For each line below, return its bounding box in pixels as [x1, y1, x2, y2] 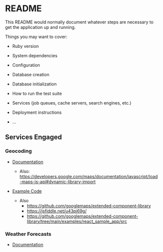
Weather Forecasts [5, 231, 51, 237]
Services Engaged [5, 133, 62, 142]
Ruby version [12, 43, 39, 49]
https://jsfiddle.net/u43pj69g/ [26, 208, 87, 214]
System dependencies [12, 52, 58, 59]
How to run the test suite [12, 90, 62, 96]
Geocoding [5, 147, 32, 154]
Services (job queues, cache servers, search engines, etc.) [12, 100, 132, 105]
